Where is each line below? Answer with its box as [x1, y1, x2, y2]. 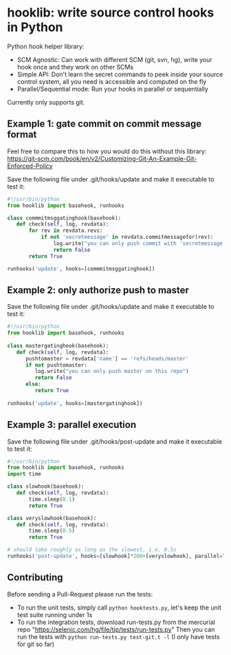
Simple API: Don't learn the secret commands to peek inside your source [16, 70, 223, 78]
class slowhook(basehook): [7, 483, 85, 490]
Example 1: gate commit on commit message [7, 118, 202, 130]
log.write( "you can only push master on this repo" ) [34, 368, 189, 375]
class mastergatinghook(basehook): [7, 342, 109, 349]
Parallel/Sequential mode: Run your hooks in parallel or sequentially [16, 85, 208, 93]
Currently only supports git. [7, 98, 85, 106]
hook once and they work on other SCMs [16, 63, 134, 71]
